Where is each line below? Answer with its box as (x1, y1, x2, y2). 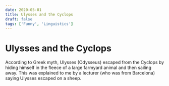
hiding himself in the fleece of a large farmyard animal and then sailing (5, 64, 151, 70)
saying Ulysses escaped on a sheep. (5, 75, 82, 81)
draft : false (5, 16, 33, 21)
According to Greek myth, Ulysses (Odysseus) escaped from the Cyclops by (5, 59, 164, 65)
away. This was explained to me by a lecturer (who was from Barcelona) (5, 70, 155, 76)
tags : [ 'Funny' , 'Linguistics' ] (5, 21, 73, 26)
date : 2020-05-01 (5, 7, 42, 12)
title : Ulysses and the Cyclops (5, 12, 73, 17)
